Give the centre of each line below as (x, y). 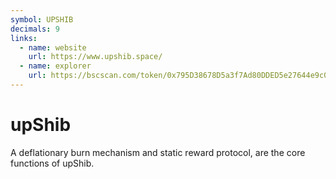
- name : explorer (55, 66)
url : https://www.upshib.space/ (95, 57)
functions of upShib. (52, 163)
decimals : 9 (35, 29)
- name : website (53, 47)
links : (24, 38)
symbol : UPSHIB (42, 19)
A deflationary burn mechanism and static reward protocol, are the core (158, 152)
